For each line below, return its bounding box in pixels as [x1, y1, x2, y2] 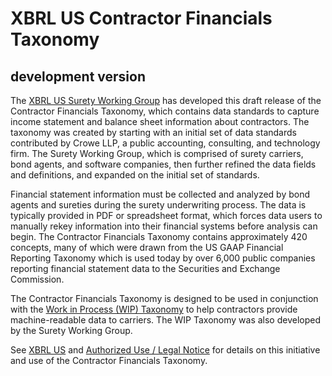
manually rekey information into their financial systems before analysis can [10, 220, 318, 232]
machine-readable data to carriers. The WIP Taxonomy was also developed [10, 314, 321, 326]
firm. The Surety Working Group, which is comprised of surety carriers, [10, 148, 304, 159]
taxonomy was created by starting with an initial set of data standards [10, 127, 297, 138]
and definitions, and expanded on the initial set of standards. [10, 169, 260, 181]
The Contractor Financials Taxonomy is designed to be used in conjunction [10, 293, 319, 304]
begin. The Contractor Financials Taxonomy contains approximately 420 [10, 231, 308, 242]
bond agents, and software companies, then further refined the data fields [10, 158, 317, 170]
